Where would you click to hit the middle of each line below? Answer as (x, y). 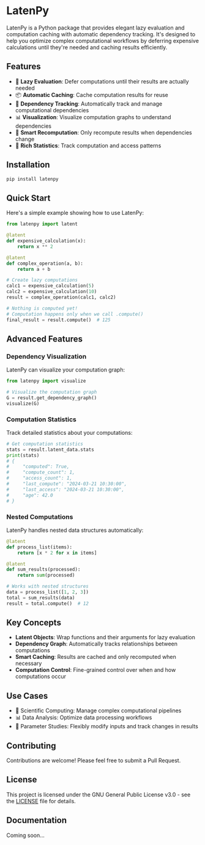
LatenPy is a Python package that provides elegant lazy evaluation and (95, 28)
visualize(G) (23, 403)
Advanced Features (45, 339)
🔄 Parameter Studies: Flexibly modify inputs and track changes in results (107, 726)
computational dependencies (52, 110)
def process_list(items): (39, 547)
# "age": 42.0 (30, 495)
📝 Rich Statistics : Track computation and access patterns (88, 146)
